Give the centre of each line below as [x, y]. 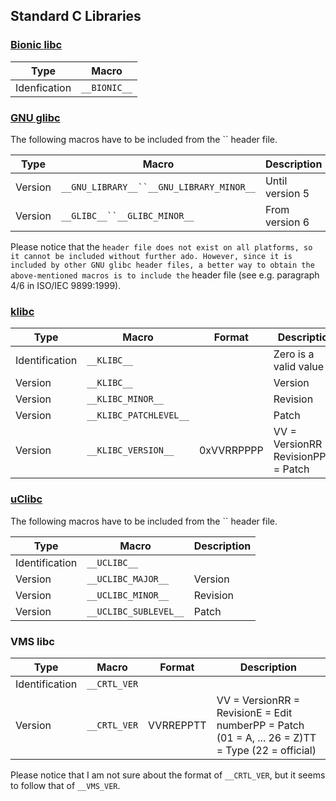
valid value [299, 367]
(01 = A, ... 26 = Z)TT [266, 737]
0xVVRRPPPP [231, 451]
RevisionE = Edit [254, 712]
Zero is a [294, 354]
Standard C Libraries [76, 16]
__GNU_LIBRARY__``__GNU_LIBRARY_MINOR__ [158, 187]
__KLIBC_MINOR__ [125, 399]
